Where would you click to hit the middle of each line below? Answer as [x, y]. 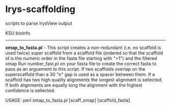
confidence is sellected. [30, 90]
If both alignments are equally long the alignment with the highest [74, 85]
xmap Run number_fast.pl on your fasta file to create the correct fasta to [81, 64]
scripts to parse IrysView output [39, 23]
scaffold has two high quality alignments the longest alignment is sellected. [84, 80]
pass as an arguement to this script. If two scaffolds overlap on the [75, 69]
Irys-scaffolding [40, 9]
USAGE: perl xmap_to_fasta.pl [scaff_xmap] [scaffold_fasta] [68, 100]
